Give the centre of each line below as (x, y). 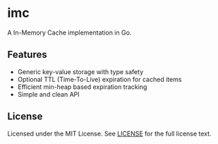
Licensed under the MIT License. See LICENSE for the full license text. (109, 133)
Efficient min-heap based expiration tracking (82, 87)
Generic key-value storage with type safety (80, 71)
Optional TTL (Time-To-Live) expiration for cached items (99, 79)
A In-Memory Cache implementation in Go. (69, 32)
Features (27, 55)
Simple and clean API (48, 94)
